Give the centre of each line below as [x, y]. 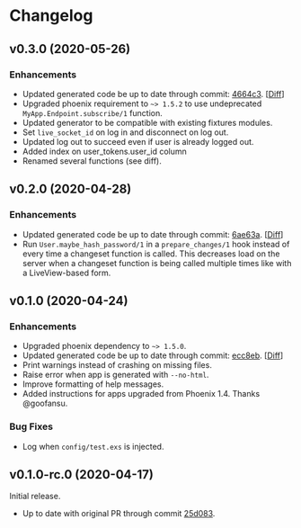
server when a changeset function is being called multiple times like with [157, 263]
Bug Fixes [31, 426]
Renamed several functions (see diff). [92, 161]
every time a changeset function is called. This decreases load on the [151, 254]
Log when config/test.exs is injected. [93, 446]
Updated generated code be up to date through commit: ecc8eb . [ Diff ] [153, 355]
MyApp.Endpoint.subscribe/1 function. [93, 112]
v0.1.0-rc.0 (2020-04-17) [82, 474]
